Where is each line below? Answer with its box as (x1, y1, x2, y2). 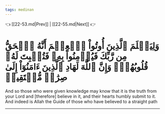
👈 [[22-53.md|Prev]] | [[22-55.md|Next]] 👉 (5, 21, 96, 27)
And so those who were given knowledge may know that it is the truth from (5, 88, 157, 94)
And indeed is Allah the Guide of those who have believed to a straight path (5, 98, 158, 104)
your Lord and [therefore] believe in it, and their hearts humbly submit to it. (5, 93, 156, 99)
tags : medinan (5, 7, 34, 12)
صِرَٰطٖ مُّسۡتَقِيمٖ (5, 72, 68, 83)
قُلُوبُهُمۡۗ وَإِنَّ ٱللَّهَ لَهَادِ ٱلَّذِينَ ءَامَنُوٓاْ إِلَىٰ (5, 61, 148, 72)
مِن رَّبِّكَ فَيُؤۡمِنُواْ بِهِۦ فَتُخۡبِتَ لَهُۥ (5, 50, 127, 62)
